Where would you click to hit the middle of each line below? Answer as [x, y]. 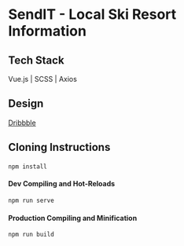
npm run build [31, 235]
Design [26, 104]
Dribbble [22, 123]
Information [47, 31]
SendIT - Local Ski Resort [92, 15]
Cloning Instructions [59, 147]
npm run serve [31, 200]
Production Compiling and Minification [73, 218]
